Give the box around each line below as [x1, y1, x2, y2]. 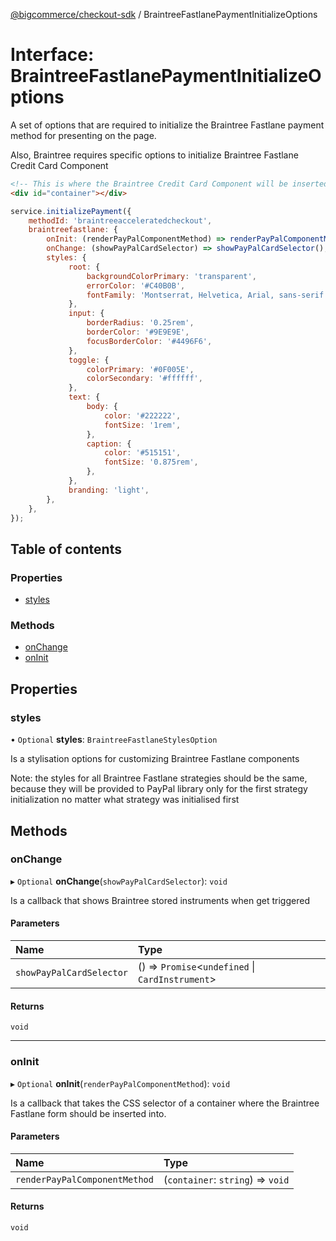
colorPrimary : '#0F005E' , [86, 364, 195, 374]
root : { [68, 262, 101, 272]
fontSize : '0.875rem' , [104, 457, 199, 468]
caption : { [86, 439, 132, 449]
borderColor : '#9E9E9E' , [86, 327, 190, 338]
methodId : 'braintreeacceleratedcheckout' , [28, 215, 213, 226]
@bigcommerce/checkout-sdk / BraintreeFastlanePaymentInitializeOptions [10, 9, 318, 20]
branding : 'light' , [68, 485, 150, 495]
